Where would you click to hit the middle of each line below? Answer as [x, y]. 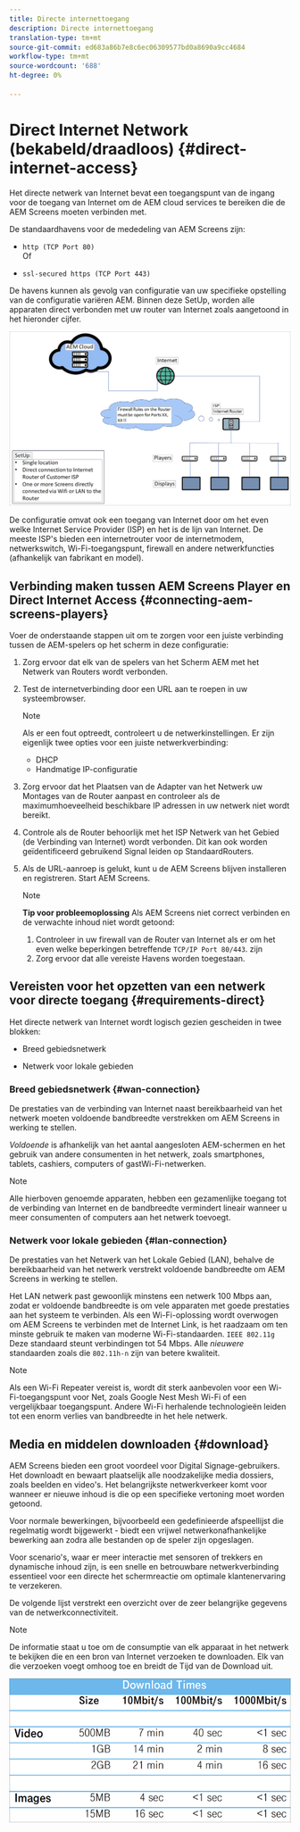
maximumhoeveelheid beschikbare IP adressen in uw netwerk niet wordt [156, 806]
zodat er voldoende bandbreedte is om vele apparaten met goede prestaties [150, 1306]
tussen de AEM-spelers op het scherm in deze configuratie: [119, 645]
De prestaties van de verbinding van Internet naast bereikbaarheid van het [146, 1109]
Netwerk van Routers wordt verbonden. [95, 672]
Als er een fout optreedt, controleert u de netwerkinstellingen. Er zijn [148, 733]
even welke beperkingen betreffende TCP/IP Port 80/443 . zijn [149, 949]
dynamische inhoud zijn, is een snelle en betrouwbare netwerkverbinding [144, 1567]
